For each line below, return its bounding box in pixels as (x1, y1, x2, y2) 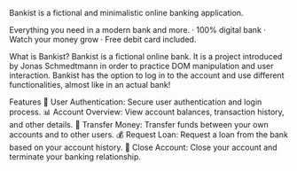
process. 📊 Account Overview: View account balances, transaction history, (9, 106, 285, 117)
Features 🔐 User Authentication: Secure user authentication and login (9, 97, 262, 107)
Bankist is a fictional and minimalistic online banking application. (9, 8, 244, 18)
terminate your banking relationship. (9, 152, 142, 162)
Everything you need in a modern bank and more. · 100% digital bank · (9, 25, 266, 35)
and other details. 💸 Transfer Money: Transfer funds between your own (9, 120, 269, 129)
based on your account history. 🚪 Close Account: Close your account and (9, 142, 277, 152)
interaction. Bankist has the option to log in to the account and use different (9, 70, 285, 81)
